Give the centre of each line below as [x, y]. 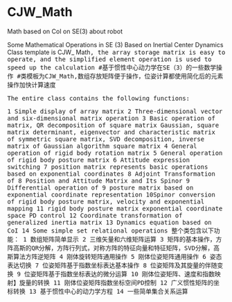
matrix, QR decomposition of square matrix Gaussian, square [113, 125]
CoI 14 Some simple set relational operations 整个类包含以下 [111, 230]
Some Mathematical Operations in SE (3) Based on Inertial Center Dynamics [115, 44]
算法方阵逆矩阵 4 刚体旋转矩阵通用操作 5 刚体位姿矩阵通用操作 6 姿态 [117, 257]
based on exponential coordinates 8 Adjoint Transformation [111, 174]
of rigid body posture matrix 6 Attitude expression [99, 160]
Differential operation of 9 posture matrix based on [100, 187]
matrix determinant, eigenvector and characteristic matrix [111, 132]
